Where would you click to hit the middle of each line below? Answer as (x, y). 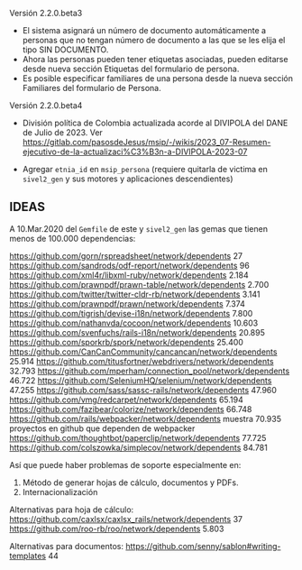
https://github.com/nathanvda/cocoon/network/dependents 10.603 (134, 323)
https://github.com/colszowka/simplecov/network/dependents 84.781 (138, 447)
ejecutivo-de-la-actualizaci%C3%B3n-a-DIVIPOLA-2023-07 (135, 152)
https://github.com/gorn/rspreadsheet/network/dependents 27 (126, 255)
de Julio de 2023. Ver (63, 133)
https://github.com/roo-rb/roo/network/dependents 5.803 (117, 529)
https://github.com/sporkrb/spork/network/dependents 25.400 (126, 342)
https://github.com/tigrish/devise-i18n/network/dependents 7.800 (131, 313)
